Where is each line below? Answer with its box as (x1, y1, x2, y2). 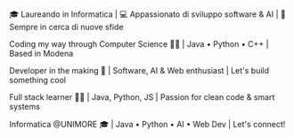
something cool (9, 75, 67, 85)
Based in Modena (9, 49, 74, 58)
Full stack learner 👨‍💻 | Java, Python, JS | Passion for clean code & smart (9, 92, 275, 102)
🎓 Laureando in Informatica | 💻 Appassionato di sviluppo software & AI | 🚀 (9, 9, 287, 19)
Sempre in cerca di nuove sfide (9, 22, 124, 32)
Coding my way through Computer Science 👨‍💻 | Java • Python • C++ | (9, 39, 269, 49)
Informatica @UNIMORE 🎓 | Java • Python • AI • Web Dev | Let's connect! (9, 119, 286, 129)
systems (9, 102, 40, 111)
